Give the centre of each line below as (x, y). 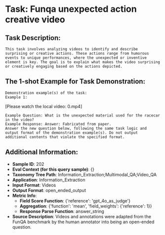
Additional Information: (41, 152)
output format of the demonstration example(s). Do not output (72, 133)
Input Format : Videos (34, 185)
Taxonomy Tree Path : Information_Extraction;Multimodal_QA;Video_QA (84, 174)
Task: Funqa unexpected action (71, 9)
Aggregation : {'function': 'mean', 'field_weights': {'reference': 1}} (86, 206)
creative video (35, 20)
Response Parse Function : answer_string (62, 211)
